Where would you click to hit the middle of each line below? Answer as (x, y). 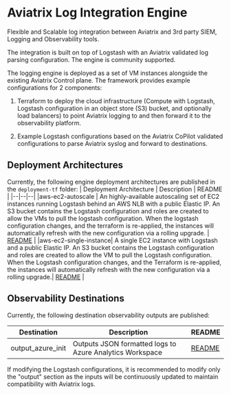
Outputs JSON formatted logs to (124, 343)
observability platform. (49, 122)
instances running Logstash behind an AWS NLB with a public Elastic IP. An (114, 204)
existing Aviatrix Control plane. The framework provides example (99, 80)
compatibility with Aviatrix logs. (51, 384)
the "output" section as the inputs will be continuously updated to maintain (113, 376)
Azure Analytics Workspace (118, 352)
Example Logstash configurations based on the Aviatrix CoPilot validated (120, 136)
